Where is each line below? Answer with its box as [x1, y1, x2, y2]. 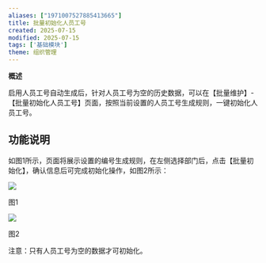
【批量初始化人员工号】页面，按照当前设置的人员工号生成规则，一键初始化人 [8, 98, 258, 107]
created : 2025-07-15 [8, 26, 77, 34]
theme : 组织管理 [8, 48, 57, 56]
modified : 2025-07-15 [8, 33, 80, 42]
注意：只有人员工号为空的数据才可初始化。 [8, 246, 147, 255]
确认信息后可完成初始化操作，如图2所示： [32, 166, 169, 175]
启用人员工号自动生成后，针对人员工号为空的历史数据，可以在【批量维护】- [8, 88, 255, 97]
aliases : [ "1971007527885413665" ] [8, 11, 123, 20]
